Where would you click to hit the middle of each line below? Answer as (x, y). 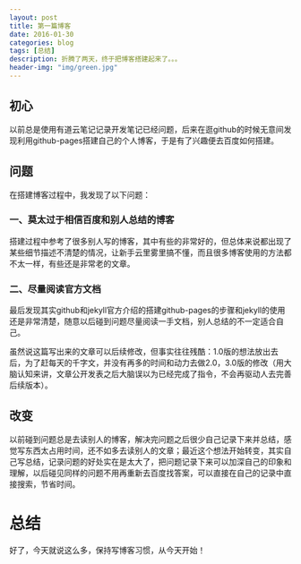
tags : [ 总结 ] (32, 51)
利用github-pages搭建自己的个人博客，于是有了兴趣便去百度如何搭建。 (148, 141)
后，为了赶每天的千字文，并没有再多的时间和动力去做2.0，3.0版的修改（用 (146, 363)
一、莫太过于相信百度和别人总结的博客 (92, 220)
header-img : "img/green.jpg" (64, 68)
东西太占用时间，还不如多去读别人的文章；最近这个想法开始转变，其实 (154, 450)
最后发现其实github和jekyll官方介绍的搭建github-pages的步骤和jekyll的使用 (147, 311)
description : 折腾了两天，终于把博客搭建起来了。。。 (95, 59)
